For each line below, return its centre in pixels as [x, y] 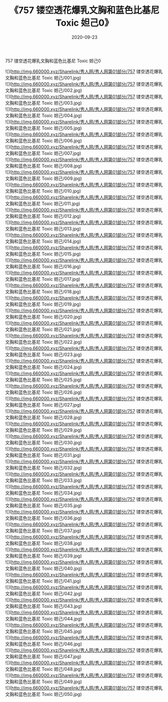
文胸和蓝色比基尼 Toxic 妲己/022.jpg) [44, 342]
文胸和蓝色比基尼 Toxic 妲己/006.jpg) [44, 140]
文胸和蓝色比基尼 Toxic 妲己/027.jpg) [43, 405]
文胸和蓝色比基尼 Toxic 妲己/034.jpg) [44, 493]
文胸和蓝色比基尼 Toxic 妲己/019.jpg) [43, 304]
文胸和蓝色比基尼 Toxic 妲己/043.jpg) [44, 606]
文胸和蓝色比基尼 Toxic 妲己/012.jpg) [43, 216]
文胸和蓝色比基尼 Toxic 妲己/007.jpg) [43, 153]
